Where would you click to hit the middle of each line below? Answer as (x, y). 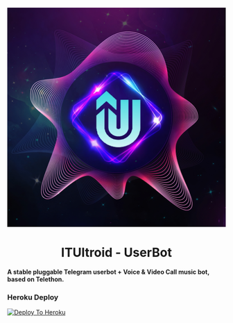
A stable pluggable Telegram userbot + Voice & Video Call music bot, (109, 272)
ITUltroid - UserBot (116, 252)
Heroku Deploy (33, 297)
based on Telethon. (36, 279)
